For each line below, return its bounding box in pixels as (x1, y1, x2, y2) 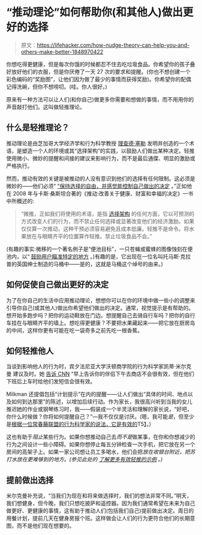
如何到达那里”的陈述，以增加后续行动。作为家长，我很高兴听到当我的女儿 (11, 398, 193, 405)
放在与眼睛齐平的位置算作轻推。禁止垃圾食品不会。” (26, 232, 152, 240)
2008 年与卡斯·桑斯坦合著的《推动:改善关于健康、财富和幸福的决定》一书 (13, 190, 194, 197)
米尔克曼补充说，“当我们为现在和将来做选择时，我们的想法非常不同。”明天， (6, 492, 192, 500)
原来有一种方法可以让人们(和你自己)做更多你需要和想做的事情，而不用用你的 (6, 95, 194, 103)
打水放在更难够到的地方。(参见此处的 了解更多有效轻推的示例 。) (6, 456, 163, 463)
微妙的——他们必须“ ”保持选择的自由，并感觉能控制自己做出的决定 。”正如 (6, 182, 187, 190)
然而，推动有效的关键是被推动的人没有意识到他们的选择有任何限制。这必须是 (6, 175, 195, 182)
